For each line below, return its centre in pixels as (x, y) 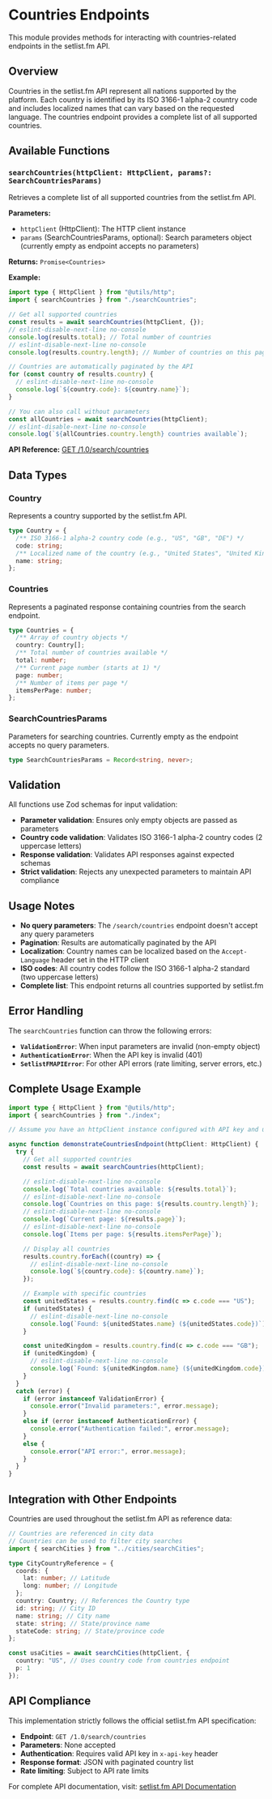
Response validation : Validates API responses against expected (127, 855)
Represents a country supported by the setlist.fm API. (98, 516)
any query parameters (57, 934)
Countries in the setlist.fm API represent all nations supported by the (123, 91)
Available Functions (59, 151)
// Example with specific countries (85, 1294)
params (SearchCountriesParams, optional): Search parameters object (136, 237)
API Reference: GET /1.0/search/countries (79, 450)
